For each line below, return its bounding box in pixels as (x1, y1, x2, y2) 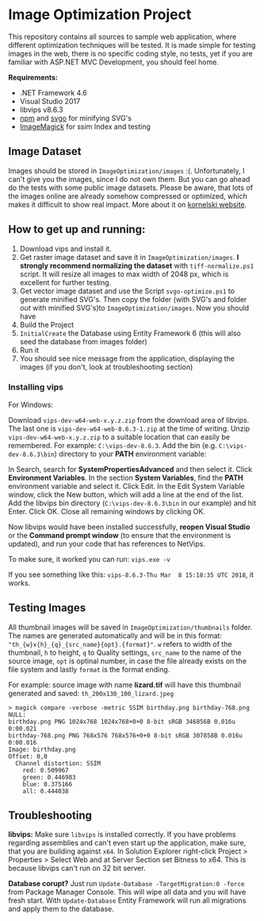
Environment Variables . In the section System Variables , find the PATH (8, 473, 243, 482)
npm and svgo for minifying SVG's (19, 113, 132, 122)
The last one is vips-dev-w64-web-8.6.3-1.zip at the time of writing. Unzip (8, 424, 251, 433)
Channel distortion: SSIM (15, 759, 101, 768)
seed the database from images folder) (19, 336, 148, 346)
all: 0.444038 (22, 787, 69, 795)
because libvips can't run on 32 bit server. (8, 864, 146, 873)
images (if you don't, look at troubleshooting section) (19, 362, 193, 371)
